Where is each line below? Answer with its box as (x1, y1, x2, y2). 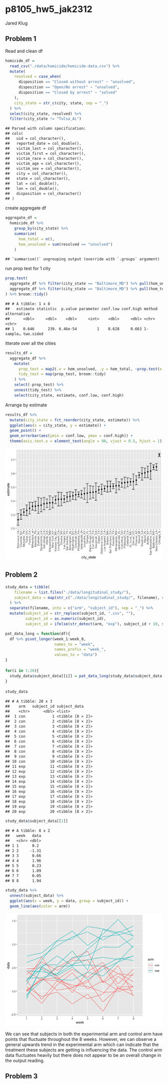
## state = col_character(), (5, 176, 70, 181)
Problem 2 (5, 570, 38, 579)
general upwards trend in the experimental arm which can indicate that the (5, 1041, 159, 1047)
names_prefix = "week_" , (54, 647, 106, 652)
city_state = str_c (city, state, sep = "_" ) (14, 100, 108, 106)
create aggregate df (5, 205, 46, 211)
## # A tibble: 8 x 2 (5, 828, 50, 833)
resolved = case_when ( (14, 74, 61, 79)
